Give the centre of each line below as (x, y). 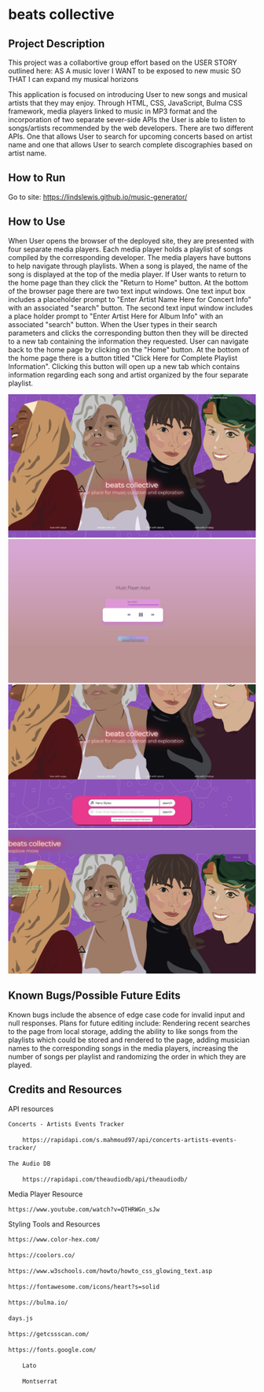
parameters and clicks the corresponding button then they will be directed (128, 333)
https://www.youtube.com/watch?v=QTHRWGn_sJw (84, 1209)
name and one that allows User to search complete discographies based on (130, 145)
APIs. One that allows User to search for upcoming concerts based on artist (130, 136)
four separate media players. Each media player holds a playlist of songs (126, 249)
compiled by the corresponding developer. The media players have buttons (130, 257)
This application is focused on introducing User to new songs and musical (128, 95)
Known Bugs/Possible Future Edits (94, 996)
